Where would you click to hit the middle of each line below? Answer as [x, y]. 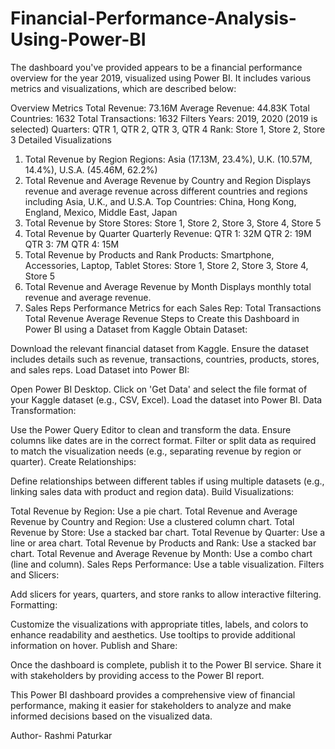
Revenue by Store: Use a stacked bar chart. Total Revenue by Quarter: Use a [168, 532]
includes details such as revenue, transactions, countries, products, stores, [165, 359]
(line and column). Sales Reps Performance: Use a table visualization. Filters [167, 564]
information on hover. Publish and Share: [94, 645]
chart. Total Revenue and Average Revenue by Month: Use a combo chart [161, 553]
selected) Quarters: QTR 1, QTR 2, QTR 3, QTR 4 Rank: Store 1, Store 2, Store [168, 129]
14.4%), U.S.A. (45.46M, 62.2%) [91, 169]
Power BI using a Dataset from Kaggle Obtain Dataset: [136, 329]
